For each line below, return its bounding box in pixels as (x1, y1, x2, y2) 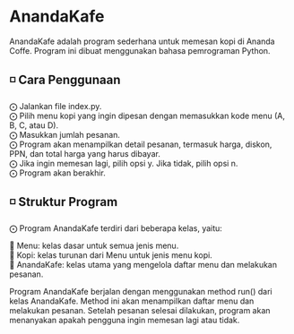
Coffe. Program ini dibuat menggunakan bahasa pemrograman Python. (9, 45, 271, 56)
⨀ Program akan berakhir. (9, 167, 106, 178)
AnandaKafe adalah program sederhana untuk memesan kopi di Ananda (9, 36, 275, 47)
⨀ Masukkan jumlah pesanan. (9, 129, 121, 140)
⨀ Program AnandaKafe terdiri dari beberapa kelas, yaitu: (9, 222, 222, 234)
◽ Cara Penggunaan (9, 73, 121, 88)
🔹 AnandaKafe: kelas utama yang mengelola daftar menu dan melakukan (9, 259, 278, 270)
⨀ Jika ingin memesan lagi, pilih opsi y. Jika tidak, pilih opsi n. (9, 158, 238, 168)
